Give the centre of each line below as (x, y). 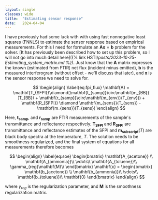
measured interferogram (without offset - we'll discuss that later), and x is (79, 73)
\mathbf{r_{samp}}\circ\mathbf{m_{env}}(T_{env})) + (92, 98)
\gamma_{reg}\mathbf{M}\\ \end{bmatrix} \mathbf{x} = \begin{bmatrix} (81, 167)
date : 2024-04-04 (25, 23)
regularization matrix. (26, 193)
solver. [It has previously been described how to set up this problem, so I (77, 52)
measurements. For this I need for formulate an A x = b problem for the (75, 47)
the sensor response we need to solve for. (47, 78)
